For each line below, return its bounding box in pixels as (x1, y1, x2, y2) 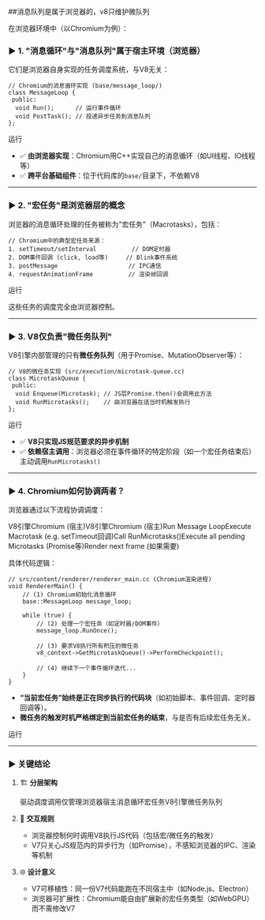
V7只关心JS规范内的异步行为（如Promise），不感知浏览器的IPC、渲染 (31, 840, 256, 851)
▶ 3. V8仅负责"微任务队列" (8, 331, 113, 342)
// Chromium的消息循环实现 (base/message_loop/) (8, 82, 163, 90)
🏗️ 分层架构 (19, 778, 58, 787)
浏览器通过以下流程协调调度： (8, 505, 105, 515)
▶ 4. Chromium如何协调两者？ (8, 485, 125, 496)
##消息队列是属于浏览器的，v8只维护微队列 (8, 7, 150, 16)
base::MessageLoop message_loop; (22, 598, 132, 606)
